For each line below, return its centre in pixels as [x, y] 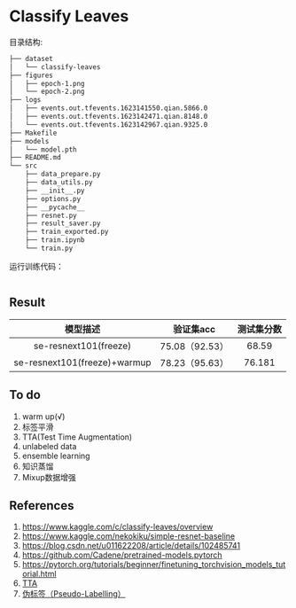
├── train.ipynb [55, 240]
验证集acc [194, 329]
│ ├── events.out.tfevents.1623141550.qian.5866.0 [109, 108]
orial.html [39, 574]
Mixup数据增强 [49, 477]
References [42, 506]
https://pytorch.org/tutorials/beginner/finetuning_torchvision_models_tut [154, 565]
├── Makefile [33, 133]
